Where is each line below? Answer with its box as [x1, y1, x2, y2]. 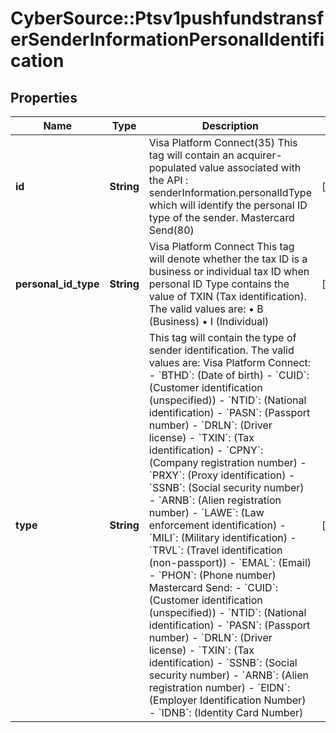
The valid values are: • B [148, 302, 264, 316]
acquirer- [236, 148, 283, 162]
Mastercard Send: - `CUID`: [148, 581, 279, 594]
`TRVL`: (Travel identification [148, 543, 283, 557]
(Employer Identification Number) [148, 693, 307, 707]
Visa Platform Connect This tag [148, 240, 295, 253]
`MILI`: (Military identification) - [148, 531, 297, 544]
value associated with [198, 161, 302, 174]
